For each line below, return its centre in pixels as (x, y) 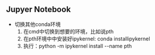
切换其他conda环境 (37, 24)
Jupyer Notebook (39, 10)
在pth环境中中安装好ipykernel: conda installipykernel (87, 38)
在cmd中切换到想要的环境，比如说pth (68, 31)
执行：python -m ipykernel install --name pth (77, 46)
